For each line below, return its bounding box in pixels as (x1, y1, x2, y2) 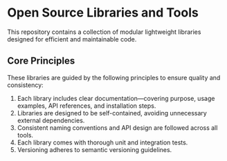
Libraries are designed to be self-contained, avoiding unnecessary (17, 108, 208, 117)
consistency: (7, 81, 44, 89)
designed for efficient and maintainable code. (7, 35, 137, 43)
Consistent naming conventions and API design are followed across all (17, 123, 218, 132)
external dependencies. (17, 116, 85, 124)
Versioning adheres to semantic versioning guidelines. (17, 145, 172, 153)
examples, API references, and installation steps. (17, 102, 156, 110)
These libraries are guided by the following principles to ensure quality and (7, 73, 221, 82)
